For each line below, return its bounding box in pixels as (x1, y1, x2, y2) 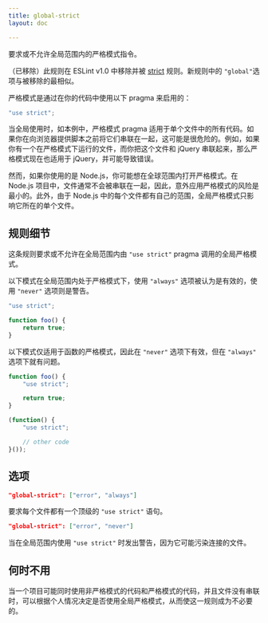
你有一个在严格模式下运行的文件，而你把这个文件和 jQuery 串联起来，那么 (8, 144, 251, 154)
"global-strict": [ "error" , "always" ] (8, 491, 137, 499)
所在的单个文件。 (22, 201, 78, 211)
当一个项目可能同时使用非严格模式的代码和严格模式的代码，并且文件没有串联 (8, 586, 260, 596)
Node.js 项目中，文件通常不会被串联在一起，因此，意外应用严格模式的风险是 (8, 181, 259, 191)
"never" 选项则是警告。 (17, 286, 93, 296)
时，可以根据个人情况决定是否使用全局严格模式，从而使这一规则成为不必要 (8, 596, 253, 606)
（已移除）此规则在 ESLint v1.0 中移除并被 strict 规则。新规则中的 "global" (8, 65, 253, 76)
